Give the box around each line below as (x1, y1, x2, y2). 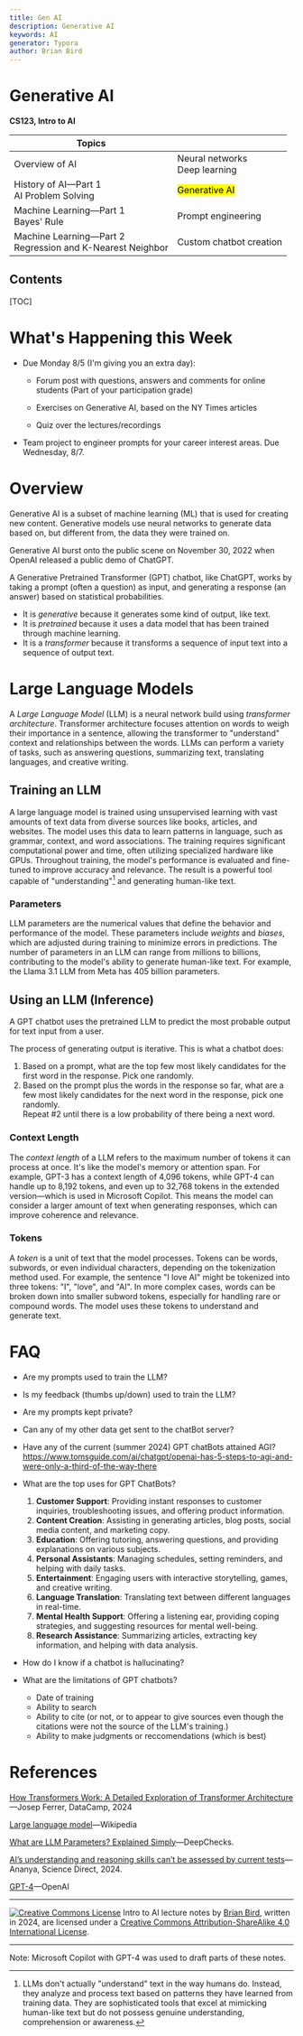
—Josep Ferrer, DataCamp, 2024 (9, 1801, 133, 1812)
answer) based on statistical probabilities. (9, 590, 164, 601)
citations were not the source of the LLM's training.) (35, 1721, 229, 1732)
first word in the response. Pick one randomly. (22, 1071, 194, 1082)
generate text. (9, 1310, 61, 1321)
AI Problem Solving (14, 190, 95, 202)
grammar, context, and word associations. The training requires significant (9, 835, 286, 846)
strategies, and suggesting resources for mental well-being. (35, 1620, 259, 1631)
